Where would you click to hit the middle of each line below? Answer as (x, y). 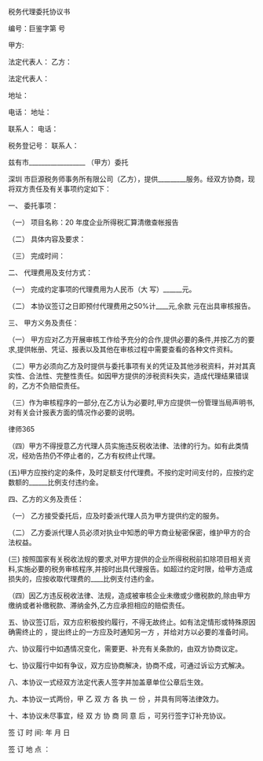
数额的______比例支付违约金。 (56, 482)
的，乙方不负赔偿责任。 (46, 386)
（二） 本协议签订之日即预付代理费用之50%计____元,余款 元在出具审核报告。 (131, 306)
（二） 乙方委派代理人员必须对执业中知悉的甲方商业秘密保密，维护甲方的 (126, 533)
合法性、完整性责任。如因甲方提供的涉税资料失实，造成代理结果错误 (139, 376)
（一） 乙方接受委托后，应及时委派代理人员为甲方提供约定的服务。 (116, 516)
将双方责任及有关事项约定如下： (60, 189)
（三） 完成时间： (37, 256)
